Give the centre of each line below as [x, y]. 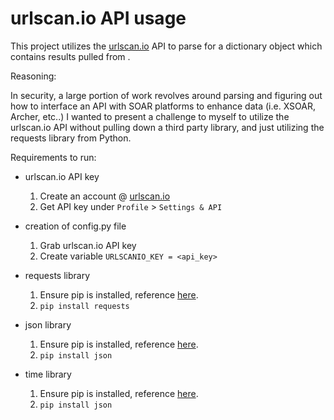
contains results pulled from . [70, 56]
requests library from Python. [71, 138]
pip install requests [84, 306]
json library [48, 324]
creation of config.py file [75, 226]
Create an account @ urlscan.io [105, 196]
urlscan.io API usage [98, 18]
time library [48, 374]
